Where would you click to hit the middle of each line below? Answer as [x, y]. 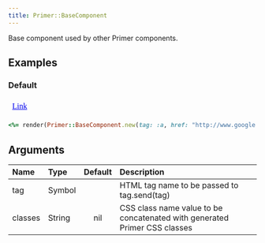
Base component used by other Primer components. [93, 38]
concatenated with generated [174, 218]
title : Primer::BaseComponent [58, 15]
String [59, 218]
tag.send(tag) [145, 195]
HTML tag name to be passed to [179, 185]
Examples [33, 63]
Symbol [62, 190]
